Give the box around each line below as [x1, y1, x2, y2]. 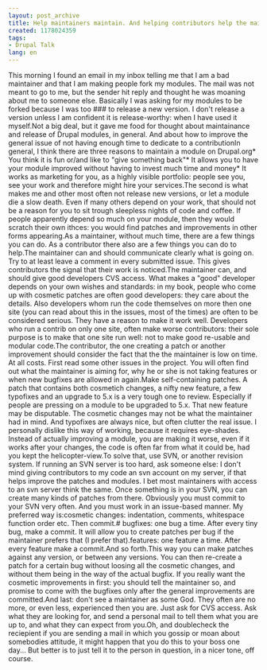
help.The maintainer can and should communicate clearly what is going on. [8, 248, 254, 257]
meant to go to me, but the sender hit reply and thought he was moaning [8, 88, 246, 96]
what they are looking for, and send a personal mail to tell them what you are [8, 612, 258, 621]
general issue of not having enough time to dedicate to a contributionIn [8, 138, 241, 147]
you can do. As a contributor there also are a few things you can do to [8, 240, 237, 249]
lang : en [8, 49, 37, 56]
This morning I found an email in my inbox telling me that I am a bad [8, 71, 230, 80]
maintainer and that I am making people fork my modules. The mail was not [8, 79, 254, 88]
